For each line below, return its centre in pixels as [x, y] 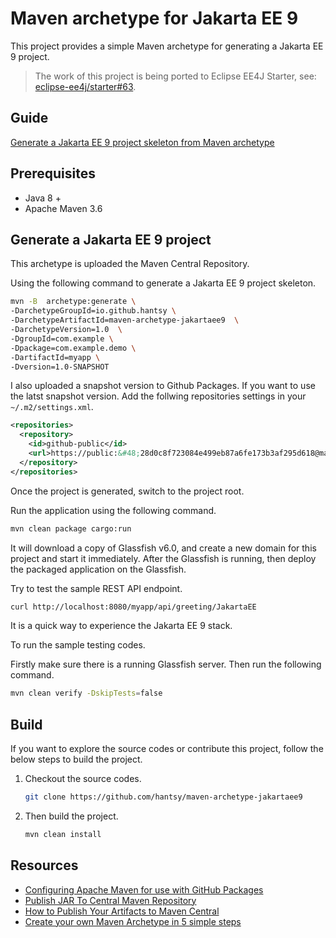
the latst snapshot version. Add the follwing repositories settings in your [158, 396]
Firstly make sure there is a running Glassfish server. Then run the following [166, 664]
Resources [44, 865]
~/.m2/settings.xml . [52, 407]
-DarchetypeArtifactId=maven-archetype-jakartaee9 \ [125, 320]
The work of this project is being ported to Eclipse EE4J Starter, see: [175, 76]
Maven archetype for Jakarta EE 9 [154, 18]
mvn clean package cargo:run [71, 528]
